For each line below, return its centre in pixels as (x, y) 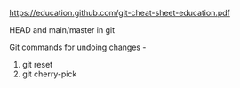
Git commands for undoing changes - (78, 47)
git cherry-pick (49, 74)
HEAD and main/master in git (62, 30)
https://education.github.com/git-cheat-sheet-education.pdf (120, 13)
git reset (37, 64)
